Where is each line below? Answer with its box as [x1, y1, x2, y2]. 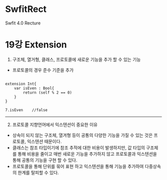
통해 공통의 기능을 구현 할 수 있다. [12, 157, 78, 163]
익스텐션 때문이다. [27, 138, 62, 144]
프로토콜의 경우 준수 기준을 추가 [12, 67, 74, 73]
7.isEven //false [5, 107, 48, 113]
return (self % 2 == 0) [23, 90, 72, 95]
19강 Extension [5, 39, 67, 50]
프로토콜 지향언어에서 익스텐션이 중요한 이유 [12, 121, 98, 128]
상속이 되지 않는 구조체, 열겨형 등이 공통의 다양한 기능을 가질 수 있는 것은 [12, 132, 153, 138]
